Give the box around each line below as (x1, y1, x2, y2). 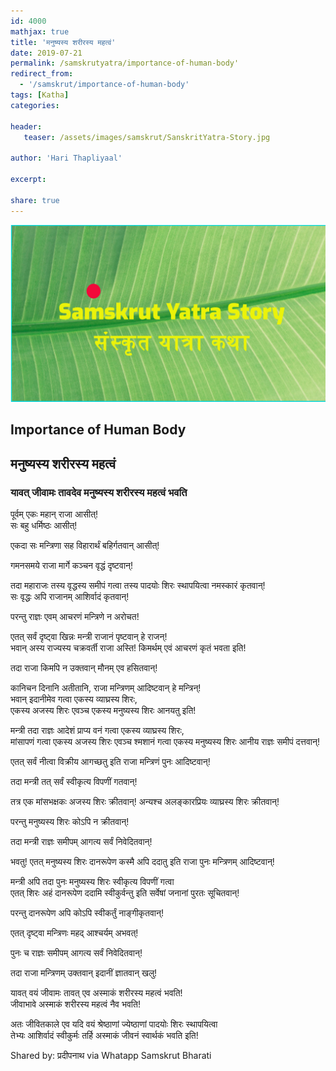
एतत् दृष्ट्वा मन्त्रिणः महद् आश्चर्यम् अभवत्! (10, 927, 139, 939)
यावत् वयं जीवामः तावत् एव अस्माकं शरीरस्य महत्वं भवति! (10, 987, 183, 999)
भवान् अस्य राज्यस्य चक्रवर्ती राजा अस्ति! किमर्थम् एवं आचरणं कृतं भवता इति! (10, 642, 247, 654)
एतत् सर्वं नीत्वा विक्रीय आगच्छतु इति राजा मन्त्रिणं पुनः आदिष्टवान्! (10, 756, 211, 768)
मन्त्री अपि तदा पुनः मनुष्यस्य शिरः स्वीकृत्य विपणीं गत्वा (10, 876, 175, 888)
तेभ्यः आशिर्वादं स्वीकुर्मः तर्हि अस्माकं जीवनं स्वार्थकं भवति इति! (10, 1030, 199, 1042)
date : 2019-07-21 (10, 48, 83, 58)
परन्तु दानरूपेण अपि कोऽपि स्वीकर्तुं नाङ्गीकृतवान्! (10, 907, 165, 919)
